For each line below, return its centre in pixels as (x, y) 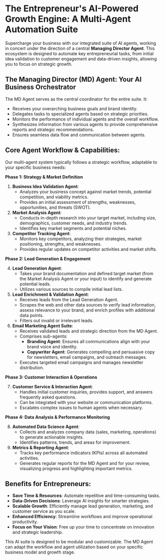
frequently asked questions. (48, 397)
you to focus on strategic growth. (39, 64)
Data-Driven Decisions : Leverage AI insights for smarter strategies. (81, 501)
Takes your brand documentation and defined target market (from (86, 273)
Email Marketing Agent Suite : (43, 326)
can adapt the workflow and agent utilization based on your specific (74, 547)
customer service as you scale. (44, 511)
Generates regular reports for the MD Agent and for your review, (85, 463)
